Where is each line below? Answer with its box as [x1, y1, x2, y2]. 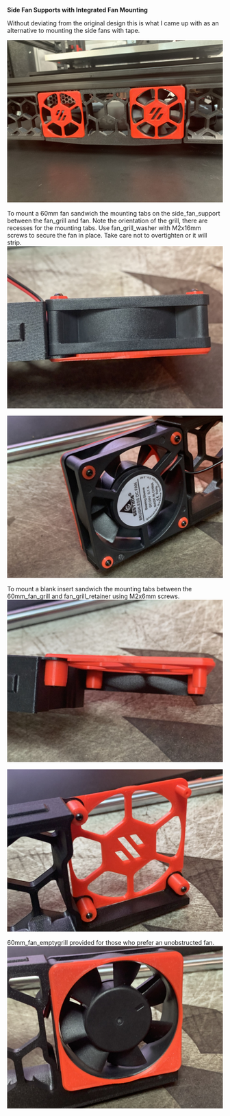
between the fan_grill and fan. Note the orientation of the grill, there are [7, 216, 208, 225]
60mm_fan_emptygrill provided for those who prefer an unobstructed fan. [7, 939, 215, 946]
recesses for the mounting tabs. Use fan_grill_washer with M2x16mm [7, 224, 202, 232]
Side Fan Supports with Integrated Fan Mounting [7, 6, 149, 14]
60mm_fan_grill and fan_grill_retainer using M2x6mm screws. [7, 592, 180, 600]
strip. [7, 238, 22, 247]
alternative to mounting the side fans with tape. [7, 27, 140, 34]
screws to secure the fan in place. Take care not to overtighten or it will [7, 231, 207, 239]
